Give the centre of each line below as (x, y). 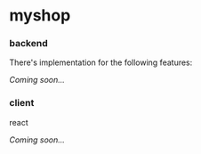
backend (28, 44)
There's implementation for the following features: (101, 62)
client (22, 103)
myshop (40, 16)
